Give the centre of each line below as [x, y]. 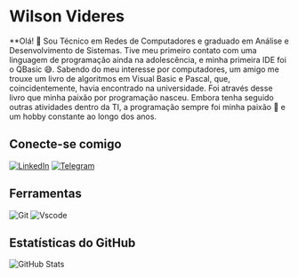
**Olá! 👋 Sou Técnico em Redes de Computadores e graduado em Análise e [149, 41]
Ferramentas [45, 194]
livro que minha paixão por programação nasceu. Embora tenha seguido [141, 97]
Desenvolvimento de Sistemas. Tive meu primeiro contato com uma [133, 50]
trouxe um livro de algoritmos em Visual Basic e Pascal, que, [120, 78]
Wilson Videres [67, 16]
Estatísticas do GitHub [72, 243]
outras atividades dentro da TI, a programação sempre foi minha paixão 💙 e [148, 107]
